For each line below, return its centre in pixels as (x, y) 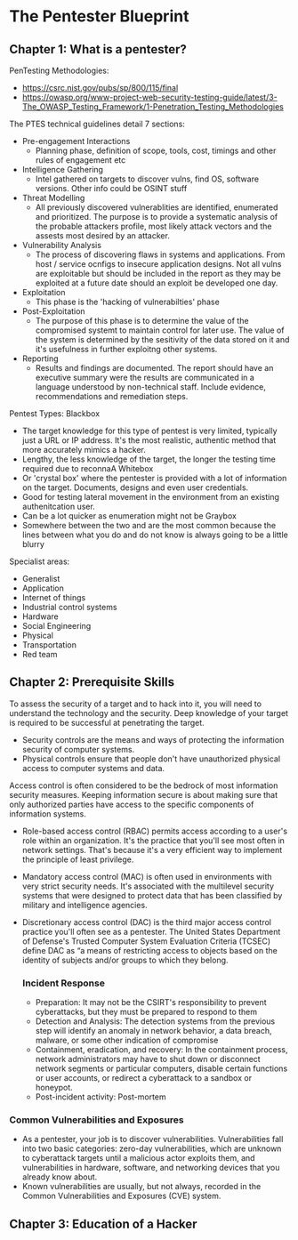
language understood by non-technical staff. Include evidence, (151, 387)
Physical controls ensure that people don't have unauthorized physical (151, 759)
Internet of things (54, 597)
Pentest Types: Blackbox (55, 414)
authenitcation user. (58, 506)
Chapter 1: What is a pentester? (98, 49)
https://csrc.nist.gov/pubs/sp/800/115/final (100, 88)
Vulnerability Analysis (62, 245)
